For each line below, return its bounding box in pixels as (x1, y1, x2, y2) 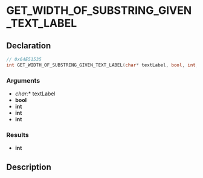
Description (6, 162, 51, 172)
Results (6, 130, 29, 139)
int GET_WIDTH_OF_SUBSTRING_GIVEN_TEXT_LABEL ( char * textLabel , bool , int (6, 62, 196, 68)
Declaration (6, 40, 51, 51)
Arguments (6, 76, 40, 84)
